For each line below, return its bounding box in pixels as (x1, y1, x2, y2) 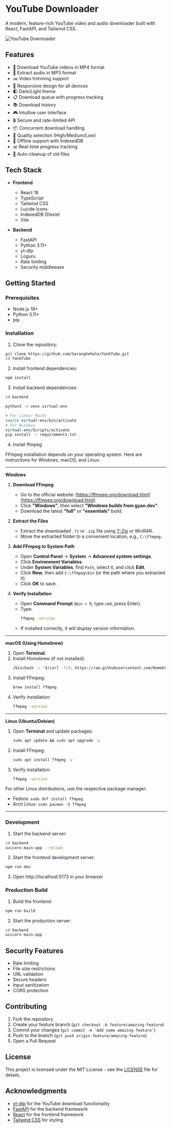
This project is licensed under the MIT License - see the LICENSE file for (5, 1066, 158, 1072)
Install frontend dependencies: (12, 366, 78, 372)
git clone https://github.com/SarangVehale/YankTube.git (5, 351, 130, 356)
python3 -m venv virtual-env (5, 404, 68, 409)
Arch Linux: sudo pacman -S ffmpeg (12, 801, 87, 807)
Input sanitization (12, 982, 50, 988)
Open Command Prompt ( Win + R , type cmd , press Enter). (20, 601, 142, 607)
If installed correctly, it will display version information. (20, 625, 136, 631)
